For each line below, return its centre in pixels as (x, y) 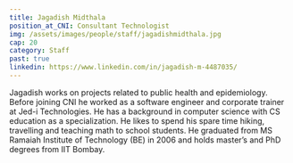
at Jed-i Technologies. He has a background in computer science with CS (145, 111)
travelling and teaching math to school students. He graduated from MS (141, 130)
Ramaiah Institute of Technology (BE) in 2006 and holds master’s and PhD (145, 140)
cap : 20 (24, 42)
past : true (29, 59)
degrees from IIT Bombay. (57, 149)
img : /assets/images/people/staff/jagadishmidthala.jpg (115, 34)
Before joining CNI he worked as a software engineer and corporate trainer (147, 102)
